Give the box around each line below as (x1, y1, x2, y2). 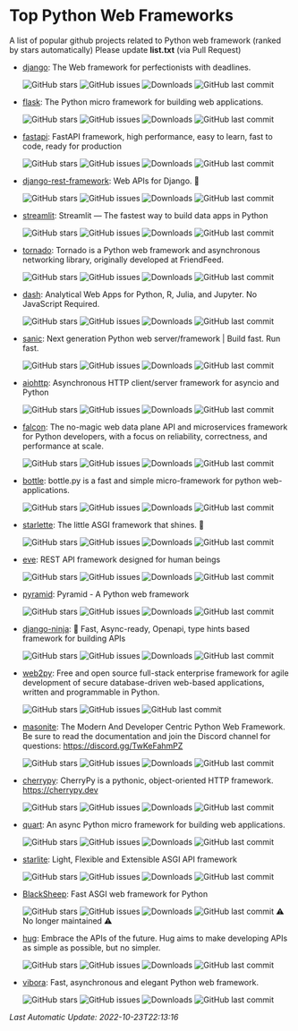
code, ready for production (21, 141, 123, 151)
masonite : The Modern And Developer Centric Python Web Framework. (21, 721, 285, 732)
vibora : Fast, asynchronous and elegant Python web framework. (21, 976, 260, 987)
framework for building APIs (21, 633, 126, 643)
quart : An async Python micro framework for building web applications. (21, 819, 285, 830)
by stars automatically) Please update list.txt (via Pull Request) (9, 44, 242, 55)
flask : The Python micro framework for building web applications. (21, 96, 264, 107)
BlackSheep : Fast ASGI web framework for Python (21, 888, 209, 899)
